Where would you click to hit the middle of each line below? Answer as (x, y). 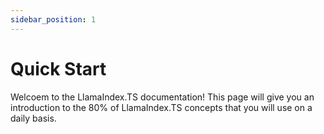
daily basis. (33, 118)
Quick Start (58, 68)
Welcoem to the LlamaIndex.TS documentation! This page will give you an (162, 97)
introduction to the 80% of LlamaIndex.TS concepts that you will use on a (161, 107)
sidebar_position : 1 (53, 19)
